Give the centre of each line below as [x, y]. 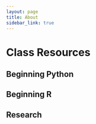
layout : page [22, 12]
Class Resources [48, 52]
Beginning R [29, 94]
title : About [22, 17]
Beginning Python [40, 74]
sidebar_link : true [30, 23]
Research [24, 115]
